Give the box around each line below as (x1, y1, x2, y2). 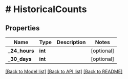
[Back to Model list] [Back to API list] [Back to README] (5, 68, 123, 74)
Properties (5, 24, 40, 32)
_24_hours (8, 47, 34, 54)
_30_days (8, 56, 32, 62)
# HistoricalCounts (5, 4, 87, 15)
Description (56, 39, 86, 46)
